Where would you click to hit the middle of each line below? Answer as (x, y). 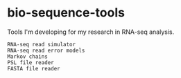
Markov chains (28, 57)
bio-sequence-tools (66, 13)
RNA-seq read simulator (42, 44)
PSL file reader (31, 62)
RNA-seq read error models (46, 50)
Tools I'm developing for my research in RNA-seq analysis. (91, 32)
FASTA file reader (34, 68)
